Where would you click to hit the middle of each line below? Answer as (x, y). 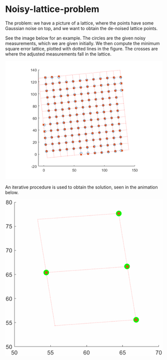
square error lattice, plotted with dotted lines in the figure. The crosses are (82, 48)
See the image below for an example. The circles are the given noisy (76, 38)
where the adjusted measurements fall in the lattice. (58, 54)
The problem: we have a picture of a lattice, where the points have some (79, 23)
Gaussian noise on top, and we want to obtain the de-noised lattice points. (82, 28)
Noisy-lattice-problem (52, 9)
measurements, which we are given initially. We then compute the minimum (83, 43)
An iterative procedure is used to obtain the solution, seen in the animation (82, 187)
